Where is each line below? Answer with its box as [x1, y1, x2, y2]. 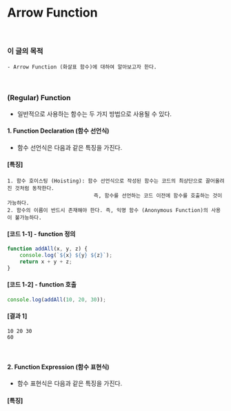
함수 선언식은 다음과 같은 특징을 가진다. [17, 143, 123, 151]
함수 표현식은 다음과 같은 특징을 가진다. [17, 379, 123, 388]
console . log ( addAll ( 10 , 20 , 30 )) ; [7, 296, 107, 303]
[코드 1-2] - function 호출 [7, 280, 77, 289]
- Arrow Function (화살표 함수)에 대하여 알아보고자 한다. [7, 64, 157, 70]
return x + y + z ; [19, 258, 72, 265]
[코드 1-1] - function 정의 [7, 229, 76, 238]
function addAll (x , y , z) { [7, 245, 88, 253]
